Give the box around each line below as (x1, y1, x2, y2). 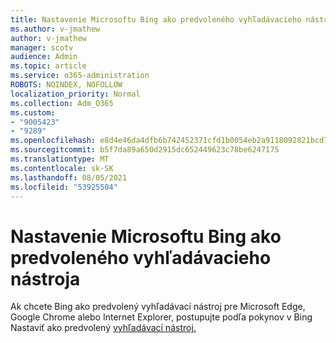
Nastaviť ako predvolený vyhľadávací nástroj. (10, 322, 197, 334)
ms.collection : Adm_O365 (10, 98, 114, 108)
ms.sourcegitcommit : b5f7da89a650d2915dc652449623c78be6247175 (10, 145, 280, 155)
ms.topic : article (10, 61, 87, 71)
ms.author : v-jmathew (10, 24, 101, 34)
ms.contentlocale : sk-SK (10, 163, 114, 173)
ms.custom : (10, 107, 56, 118)
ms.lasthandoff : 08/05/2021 (10, 172, 128, 183)
